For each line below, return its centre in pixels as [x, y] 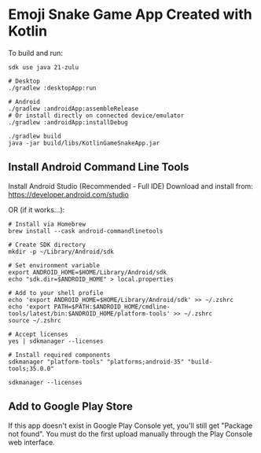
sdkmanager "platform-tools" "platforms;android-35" [96, 362]
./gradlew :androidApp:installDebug [68, 122]
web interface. [31, 442]
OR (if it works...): [37, 209]
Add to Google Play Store [71, 407]
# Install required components [59, 355]
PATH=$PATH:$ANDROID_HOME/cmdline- [112, 307]
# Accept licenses [38, 334]
